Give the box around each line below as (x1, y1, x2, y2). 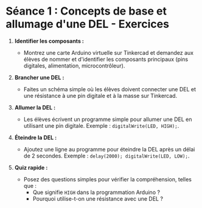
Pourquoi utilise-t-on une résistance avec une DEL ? (32, 195, 164, 202)
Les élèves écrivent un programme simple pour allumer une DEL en (23, 116, 192, 123)
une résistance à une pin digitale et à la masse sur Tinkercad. (23, 92, 178, 99)
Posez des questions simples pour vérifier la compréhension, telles (23, 175, 192, 183)
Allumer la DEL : (14, 103, 56, 111)
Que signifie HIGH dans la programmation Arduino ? (32, 189, 161, 196)
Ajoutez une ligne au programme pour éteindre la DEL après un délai (23, 145, 195, 153)
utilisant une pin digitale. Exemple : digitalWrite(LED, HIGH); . (23, 122, 179, 129)
